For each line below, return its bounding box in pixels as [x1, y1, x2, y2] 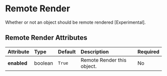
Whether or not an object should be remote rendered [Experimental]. [5, 19, 146, 25]
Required [137, 48, 160, 55]
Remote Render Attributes [5, 34, 88, 42]
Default [58, 48, 76, 55]
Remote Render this [80, 56, 127, 63]
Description [80, 48, 109, 55]
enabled [7, 60, 27, 67]
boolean [34, 60, 54, 67]
